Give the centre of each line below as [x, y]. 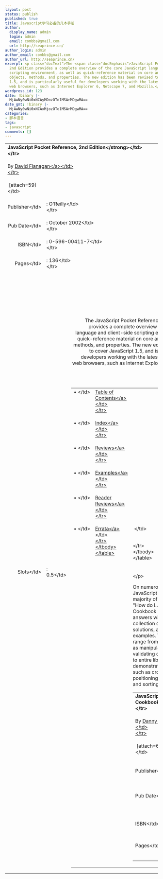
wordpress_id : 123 [24, 91]
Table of [105, 392]
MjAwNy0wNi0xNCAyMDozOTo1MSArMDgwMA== [49, 100]
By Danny [146, 721]
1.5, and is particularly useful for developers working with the [78, 82]
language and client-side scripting [114, 333]
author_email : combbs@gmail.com [38, 55]
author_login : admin [26, 50]
